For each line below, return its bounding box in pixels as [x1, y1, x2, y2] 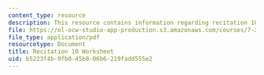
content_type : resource [8, 11, 86, 20]
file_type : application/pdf [8, 33, 101, 41]
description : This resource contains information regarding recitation [8, 19, 247, 27]
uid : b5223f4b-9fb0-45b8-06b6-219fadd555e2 [8, 55, 153, 63]
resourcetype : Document [8, 41, 86, 48]
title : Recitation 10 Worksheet [8, 48, 114, 55]
